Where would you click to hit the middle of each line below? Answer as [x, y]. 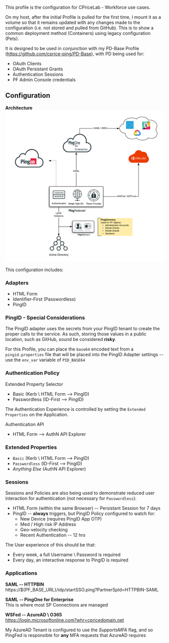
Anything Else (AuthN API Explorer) [49, 469]
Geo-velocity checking [44, 530]
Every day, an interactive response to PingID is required [70, 560]
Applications [21, 573]
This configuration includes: [34, 270]
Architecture [19, 108]
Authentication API [25, 424]
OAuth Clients [27, 63]
